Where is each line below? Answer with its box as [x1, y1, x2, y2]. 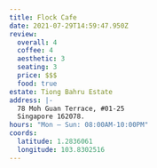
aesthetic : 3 [17, 54, 66, 63]
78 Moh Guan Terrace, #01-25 [17, 104, 125, 113]
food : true [17, 79, 58, 88]
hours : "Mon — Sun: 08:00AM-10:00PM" [9, 121, 149, 130]
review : [9, 29, 38, 38]
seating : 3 [17, 63, 58, 72]
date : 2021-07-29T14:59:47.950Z [9, 21, 129, 30]
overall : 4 [17, 37, 58, 47]
